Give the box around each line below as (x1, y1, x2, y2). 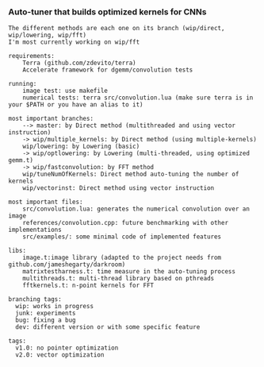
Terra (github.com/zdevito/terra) (22, 59, 136, 68)
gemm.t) (8, 156, 34, 164)
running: (8, 80, 37, 88)
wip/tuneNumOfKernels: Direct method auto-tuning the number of (22, 170, 239, 179)
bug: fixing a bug (15, 316, 77, 324)
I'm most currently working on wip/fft (8, 38, 140, 46)
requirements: (8, 52, 55, 60)
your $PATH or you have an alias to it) (8, 101, 144, 109)
